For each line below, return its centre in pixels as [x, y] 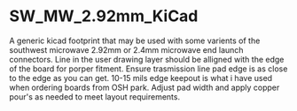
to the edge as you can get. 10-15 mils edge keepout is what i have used [141, 78]
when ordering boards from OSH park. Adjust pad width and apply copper [145, 87]
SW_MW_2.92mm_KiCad [104, 16]
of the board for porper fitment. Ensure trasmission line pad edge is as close [148, 69]
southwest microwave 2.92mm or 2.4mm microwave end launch [126, 49]
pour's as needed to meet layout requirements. [94, 96]
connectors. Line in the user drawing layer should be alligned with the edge [147, 59]
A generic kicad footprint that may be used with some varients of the [135, 41]
